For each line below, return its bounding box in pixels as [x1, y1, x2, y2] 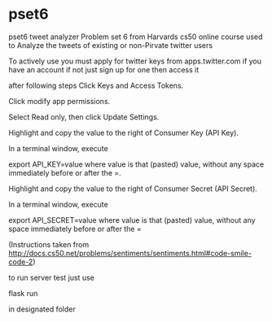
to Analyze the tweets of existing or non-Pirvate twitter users [8, 40, 213, 50]
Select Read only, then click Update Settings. [8, 111, 160, 122]
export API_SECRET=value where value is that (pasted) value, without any [8, 215, 256, 224]
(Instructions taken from [8, 239, 90, 249]
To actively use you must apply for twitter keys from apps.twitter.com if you [8, 56, 262, 66]
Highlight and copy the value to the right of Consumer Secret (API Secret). [8, 184, 258, 194]
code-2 [8, 257, 33, 267]
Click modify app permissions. [8, 96, 111, 106]
